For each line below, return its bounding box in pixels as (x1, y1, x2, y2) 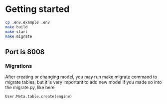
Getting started (5, 3, 70, 15)
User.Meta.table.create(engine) (5, 94, 72, 99)
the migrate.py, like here (5, 85, 55, 91)
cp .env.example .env (5, 20, 50, 25)
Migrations (5, 62, 32, 69)
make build (5, 24, 28, 29)
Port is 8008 (5, 47, 45, 56)
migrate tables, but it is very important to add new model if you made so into (5, 79, 162, 85)
